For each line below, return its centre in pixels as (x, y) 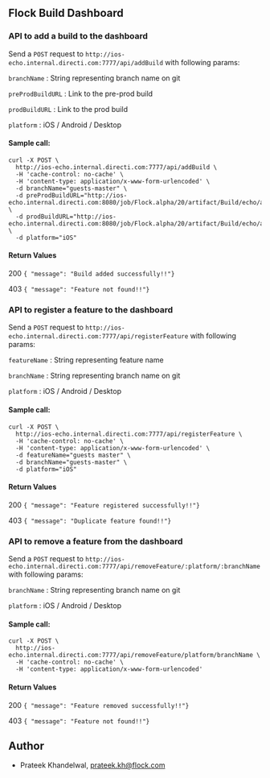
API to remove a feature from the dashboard (96, 541)
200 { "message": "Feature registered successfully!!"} (104, 505)
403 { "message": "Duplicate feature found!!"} (90, 520)
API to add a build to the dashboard (78, 36)
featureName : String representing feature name (86, 360)
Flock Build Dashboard (66, 13)
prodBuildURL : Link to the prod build (68, 109)
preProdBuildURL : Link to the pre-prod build (81, 93)
